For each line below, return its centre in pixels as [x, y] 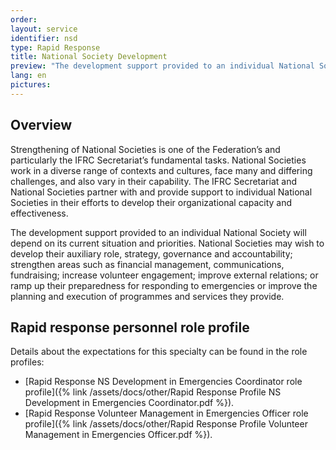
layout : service [44, 29]
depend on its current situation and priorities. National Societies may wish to [167, 243]
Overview [41, 125]
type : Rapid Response [55, 47]
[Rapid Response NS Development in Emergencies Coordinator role [163, 382]
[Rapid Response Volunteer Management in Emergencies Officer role [166, 413]
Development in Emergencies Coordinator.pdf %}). [129, 403]
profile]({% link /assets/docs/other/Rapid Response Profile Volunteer [166, 424]
